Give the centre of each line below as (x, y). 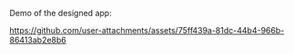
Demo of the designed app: (61, 13)
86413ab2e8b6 (38, 40)
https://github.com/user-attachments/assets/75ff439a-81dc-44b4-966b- (147, 30)
